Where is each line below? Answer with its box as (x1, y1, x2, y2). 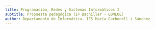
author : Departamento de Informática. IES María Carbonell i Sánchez (5, 16, 151, 21)
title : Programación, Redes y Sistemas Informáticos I (5, 7, 120, 12)
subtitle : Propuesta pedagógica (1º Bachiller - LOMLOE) (5, 12, 124, 17)
